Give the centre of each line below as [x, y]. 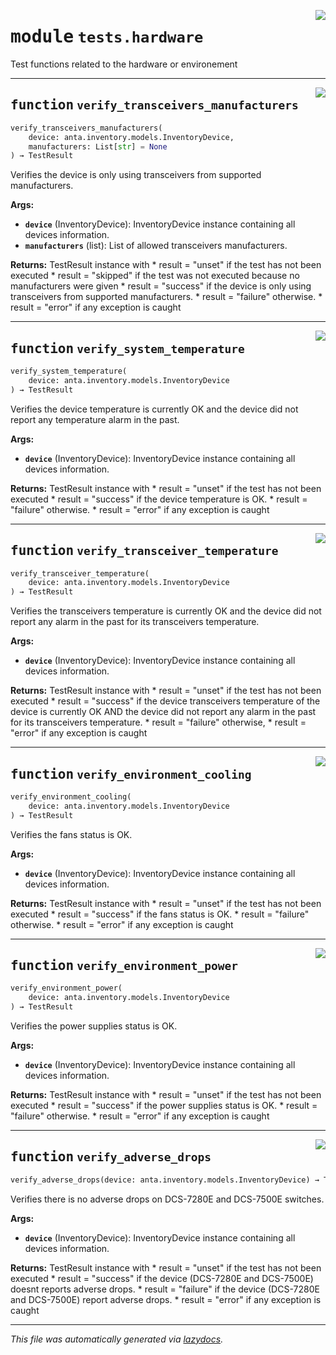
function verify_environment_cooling [131, 774]
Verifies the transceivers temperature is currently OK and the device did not [166, 611]
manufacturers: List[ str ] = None [98, 146]
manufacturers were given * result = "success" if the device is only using [161, 286]
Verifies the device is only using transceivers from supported [136, 175]
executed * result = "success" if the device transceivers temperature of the [165, 701]
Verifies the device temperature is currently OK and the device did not [154, 409]
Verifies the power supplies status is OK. [94, 1026]
